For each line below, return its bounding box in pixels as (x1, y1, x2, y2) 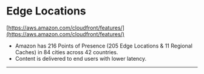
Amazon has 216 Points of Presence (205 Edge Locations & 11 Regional (15, 42, 193, 49)
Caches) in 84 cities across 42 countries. (15, 48, 118, 55)
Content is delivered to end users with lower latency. (15, 55, 147, 62)
